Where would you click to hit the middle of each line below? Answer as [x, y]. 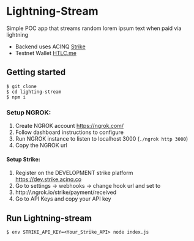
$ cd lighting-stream [34, 92]
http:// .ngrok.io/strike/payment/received [66, 192]
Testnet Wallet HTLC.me [46, 53]
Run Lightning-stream [49, 218]
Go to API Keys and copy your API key [63, 199]
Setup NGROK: [29, 113]
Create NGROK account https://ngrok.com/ [69, 126]
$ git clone [21, 86]
